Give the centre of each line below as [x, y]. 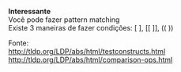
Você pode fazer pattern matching [64, 20]
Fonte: [19, 43]
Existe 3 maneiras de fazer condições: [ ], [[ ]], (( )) [91, 28]
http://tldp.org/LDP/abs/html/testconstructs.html [87, 51]
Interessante [30, 11]
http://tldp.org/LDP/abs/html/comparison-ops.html [90, 59]
